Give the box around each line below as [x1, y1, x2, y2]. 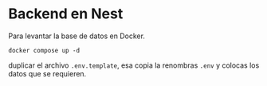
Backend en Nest [8, 5, 124, 23]
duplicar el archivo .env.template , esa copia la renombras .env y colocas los [8, 61, 260, 70]
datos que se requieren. [8, 68, 87, 78]
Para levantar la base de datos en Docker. [8, 31, 146, 41]
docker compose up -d [8, 46, 80, 54]
